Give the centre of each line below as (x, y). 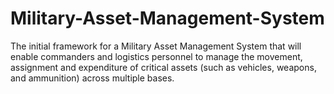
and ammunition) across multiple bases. (92, 78)
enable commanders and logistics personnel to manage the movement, (156, 56)
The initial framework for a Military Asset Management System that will (156, 46)
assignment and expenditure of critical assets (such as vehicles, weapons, (163, 67)
